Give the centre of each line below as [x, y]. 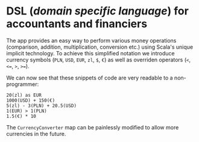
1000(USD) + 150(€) [31, 100]
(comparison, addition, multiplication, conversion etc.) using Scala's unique [100, 47]
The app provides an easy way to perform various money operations [91, 40]
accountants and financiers [77, 24]
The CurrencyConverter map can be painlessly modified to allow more [93, 127]
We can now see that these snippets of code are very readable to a [90, 78]
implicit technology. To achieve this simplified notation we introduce [90, 53]
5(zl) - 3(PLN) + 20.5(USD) [42, 106]
